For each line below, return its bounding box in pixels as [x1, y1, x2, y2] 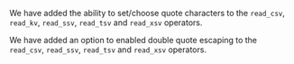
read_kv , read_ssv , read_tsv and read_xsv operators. [9, 17, 203, 28]
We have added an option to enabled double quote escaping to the [9, 35, 258, 45]
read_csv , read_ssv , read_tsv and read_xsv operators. [9, 44, 207, 55]
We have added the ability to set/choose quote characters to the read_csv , [9, 8, 286, 18]
